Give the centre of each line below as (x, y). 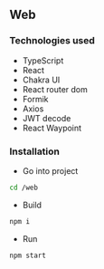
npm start (28, 255)
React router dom (55, 89)
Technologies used (52, 41)
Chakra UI (41, 80)
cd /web (24, 187)
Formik (35, 99)
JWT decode (47, 118)
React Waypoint (52, 128)
